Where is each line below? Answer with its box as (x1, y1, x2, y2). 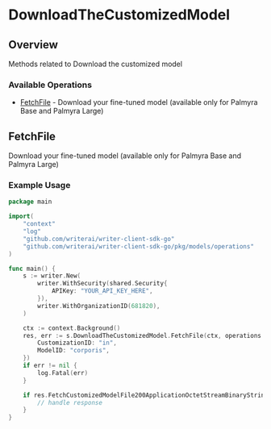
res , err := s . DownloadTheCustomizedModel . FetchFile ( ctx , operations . (23, 331, 265, 339)
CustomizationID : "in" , (37, 339, 117, 348)
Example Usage (8, 180, 71, 191)
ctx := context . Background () (23, 324, 121, 332)
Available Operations (8, 79, 93, 90)
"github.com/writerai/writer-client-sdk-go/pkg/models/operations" (23, 242, 254, 251)
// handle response (37, 398, 103, 406)
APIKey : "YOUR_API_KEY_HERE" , (51, 287, 153, 295)
